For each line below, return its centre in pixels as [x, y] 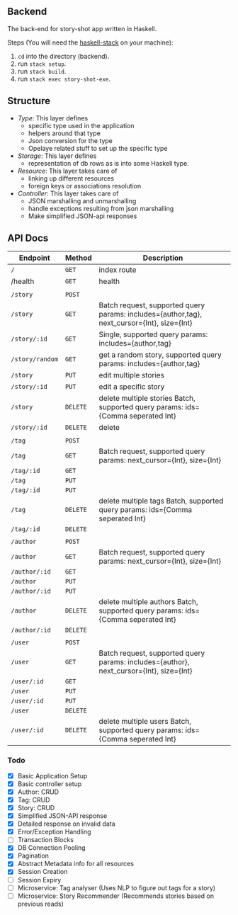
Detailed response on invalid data [66, 824]
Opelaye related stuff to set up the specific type [98, 148]
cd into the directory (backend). [63, 56]
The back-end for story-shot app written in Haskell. [82, 28]
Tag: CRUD [34, 800]
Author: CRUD [38, 792]
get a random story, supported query [160, 355]
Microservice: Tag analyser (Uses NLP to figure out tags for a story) [117, 887]
